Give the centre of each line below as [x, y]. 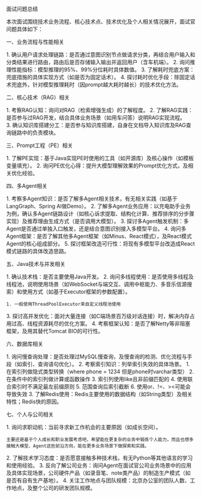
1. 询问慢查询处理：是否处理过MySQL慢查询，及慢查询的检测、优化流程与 [97, 357]
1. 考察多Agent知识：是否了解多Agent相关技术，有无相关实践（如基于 [92, 199]
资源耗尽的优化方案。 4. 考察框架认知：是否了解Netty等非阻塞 [114, 324]
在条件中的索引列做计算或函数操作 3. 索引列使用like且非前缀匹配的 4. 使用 [97, 379]
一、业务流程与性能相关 [35, 42]
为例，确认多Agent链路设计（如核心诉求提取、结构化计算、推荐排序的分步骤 [100, 214]
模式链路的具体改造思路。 [38, 251]
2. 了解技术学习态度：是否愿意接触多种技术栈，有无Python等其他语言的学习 [100, 458]
